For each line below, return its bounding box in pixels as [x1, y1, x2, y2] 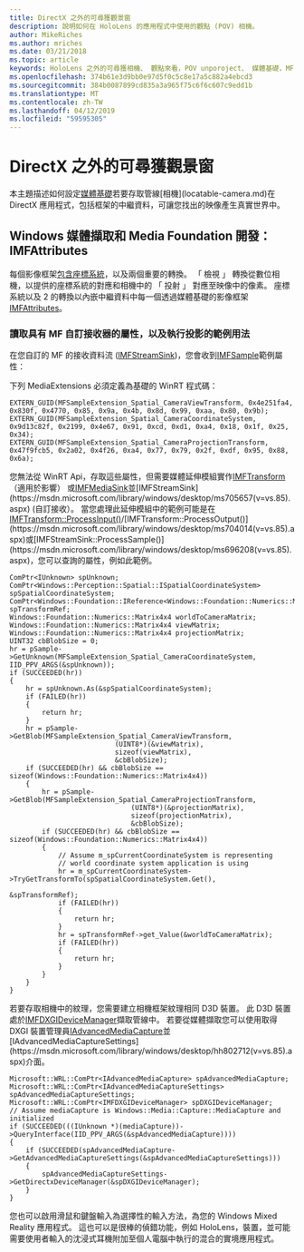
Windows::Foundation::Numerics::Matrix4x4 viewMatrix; [9, 621, 221, 631]
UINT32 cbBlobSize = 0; [9, 637, 100, 646]
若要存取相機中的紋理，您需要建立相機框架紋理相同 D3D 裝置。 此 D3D [9, 1003, 273, 1014]
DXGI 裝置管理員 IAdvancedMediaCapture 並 [9, 1026, 171, 1037]
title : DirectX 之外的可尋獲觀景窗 [9, 13, 131, 23]
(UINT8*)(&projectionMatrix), [130, 804, 245, 813]
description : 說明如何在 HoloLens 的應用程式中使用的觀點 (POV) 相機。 [9, 22, 260, 31]
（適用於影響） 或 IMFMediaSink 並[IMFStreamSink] [9, 483, 199, 494]
